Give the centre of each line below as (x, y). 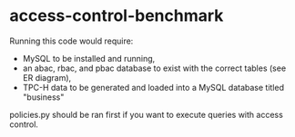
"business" (43, 97)
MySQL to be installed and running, (89, 58)
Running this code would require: (71, 41)
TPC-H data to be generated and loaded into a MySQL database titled (153, 87)
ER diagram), (47, 77)
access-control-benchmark (117, 16)
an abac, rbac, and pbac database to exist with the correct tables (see (154, 68)
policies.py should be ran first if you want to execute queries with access (147, 114)
